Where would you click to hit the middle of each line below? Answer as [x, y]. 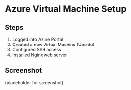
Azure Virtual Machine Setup [66, 9]
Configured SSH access [37, 50]
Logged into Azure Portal [38, 39]
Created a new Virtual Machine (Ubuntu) [53, 45]
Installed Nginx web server [40, 55]
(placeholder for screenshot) [34, 82]
